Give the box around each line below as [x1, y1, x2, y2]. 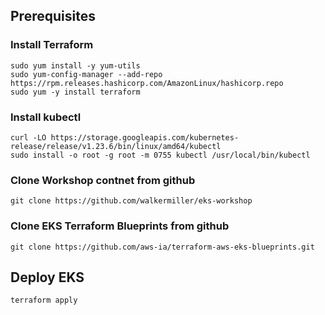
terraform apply [10, 295, 78, 306]
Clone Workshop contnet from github [10, 173, 196, 187]
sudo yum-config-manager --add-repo [10, 69, 163, 79]
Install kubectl [10, 110, 82, 124]
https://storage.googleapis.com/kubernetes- [50, 132, 240, 143]
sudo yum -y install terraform [10, 87, 141, 97]
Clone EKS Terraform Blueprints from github [10, 219, 230, 233]
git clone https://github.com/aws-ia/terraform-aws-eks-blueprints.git [10, 242, 315, 252]
